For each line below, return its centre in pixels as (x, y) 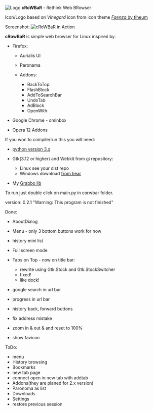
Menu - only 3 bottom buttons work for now (57, 231)
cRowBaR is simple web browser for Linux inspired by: (60, 36)
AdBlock (36, 105)
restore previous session (37, 404)
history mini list (28, 241)
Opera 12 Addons (30, 130)
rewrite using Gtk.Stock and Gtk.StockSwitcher (67, 269)
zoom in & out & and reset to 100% (47, 328)
